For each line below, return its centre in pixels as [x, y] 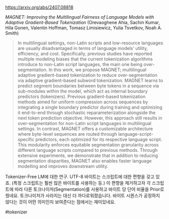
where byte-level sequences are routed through [67, 134]
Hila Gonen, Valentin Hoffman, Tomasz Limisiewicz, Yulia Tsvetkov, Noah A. [84, 28]
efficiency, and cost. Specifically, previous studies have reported [85, 53]
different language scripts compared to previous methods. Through [88, 150]
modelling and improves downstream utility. [63, 166]
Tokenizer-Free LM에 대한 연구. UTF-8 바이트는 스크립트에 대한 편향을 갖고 [80, 177]
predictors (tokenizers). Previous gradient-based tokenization [81, 96]
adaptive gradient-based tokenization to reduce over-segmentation [87, 75]
